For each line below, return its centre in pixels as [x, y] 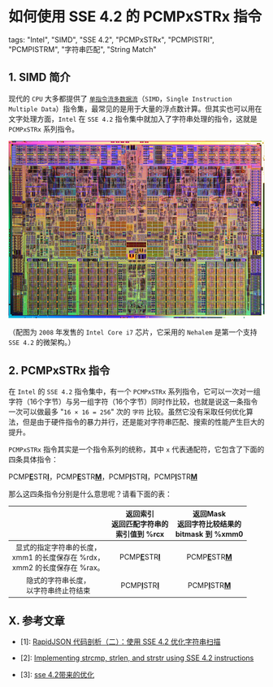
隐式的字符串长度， [58, 580]
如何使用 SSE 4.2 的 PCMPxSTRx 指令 [135, 17]
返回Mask [209, 513]
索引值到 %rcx [140, 534]
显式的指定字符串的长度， [58, 547]
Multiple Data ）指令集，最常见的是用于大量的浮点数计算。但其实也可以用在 [135, 108]
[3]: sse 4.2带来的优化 [57, 675]
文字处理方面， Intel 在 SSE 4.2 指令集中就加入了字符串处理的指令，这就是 [133, 119]
